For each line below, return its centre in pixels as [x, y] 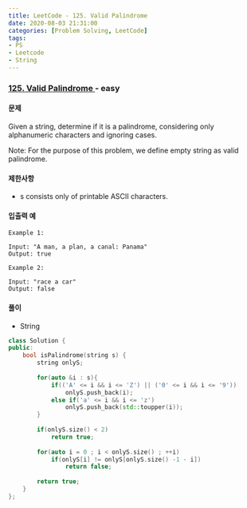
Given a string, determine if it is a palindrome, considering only [111, 126]
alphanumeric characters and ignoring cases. [82, 135]
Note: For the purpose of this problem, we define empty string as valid [123, 150]
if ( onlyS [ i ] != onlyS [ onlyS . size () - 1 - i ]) [126, 459]
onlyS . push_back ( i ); [99, 392]
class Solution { [37, 340]
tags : [17, 38]
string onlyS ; [60, 363]
